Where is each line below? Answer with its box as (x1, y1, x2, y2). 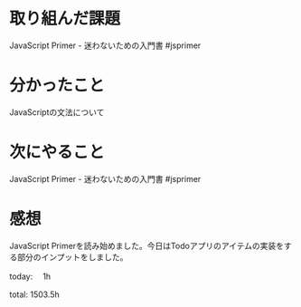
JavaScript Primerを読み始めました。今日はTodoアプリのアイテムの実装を (9, 240, 285, 251)
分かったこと (9, 75, 106, 96)
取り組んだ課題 (9, 8, 121, 29)
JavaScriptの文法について (9, 106, 105, 118)
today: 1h (9, 271, 52, 282)
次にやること (9, 142, 106, 163)
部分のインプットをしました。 (16, 251, 128, 263)
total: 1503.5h (9, 289, 61, 300)
